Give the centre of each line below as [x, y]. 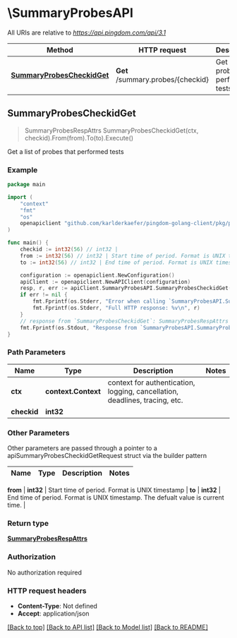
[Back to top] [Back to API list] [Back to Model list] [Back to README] [108, 627]
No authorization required [45, 572]
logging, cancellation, [143, 391]
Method [60, 49]
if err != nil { [44, 295]
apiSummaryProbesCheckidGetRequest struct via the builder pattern [107, 456]
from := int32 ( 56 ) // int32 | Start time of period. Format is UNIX [123, 255]
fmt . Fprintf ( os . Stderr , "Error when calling [99, 301]
